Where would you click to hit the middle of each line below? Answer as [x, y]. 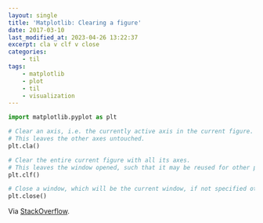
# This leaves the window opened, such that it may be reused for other [129, 167]
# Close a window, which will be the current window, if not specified [127, 189]
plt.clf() [24, 175]
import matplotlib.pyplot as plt [63, 117]
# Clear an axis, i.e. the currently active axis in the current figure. [131, 132]
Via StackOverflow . [39, 211]
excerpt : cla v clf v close [54, 45]
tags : [17, 67]
